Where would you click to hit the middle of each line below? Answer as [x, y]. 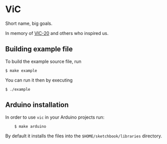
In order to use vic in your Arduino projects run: [55, 117]
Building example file [39, 49]
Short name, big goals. [29, 23]
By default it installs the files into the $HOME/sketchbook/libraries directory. [84, 136]
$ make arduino [30, 126]
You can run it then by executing [39, 80]
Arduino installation [37, 105]
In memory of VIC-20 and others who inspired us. [57, 33]
